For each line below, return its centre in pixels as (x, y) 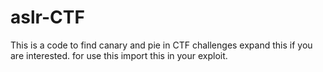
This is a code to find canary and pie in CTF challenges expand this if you (161, 45)
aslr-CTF (47, 17)
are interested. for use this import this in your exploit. (119, 55)
